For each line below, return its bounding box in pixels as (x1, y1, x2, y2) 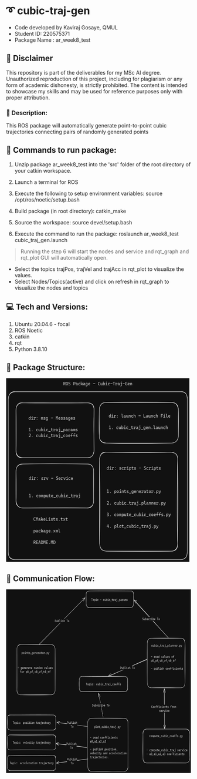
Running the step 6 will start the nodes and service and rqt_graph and (20, 248, 189, 255)
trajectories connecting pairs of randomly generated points (6, 128, 149, 136)
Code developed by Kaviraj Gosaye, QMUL (14, 23, 118, 31)
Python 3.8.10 (14, 345, 48, 352)
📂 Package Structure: (6, 362, 86, 372)
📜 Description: (6, 109, 48, 117)
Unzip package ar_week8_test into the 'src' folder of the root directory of (14, 160, 191, 168)
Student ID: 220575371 (14, 30, 70, 37)
